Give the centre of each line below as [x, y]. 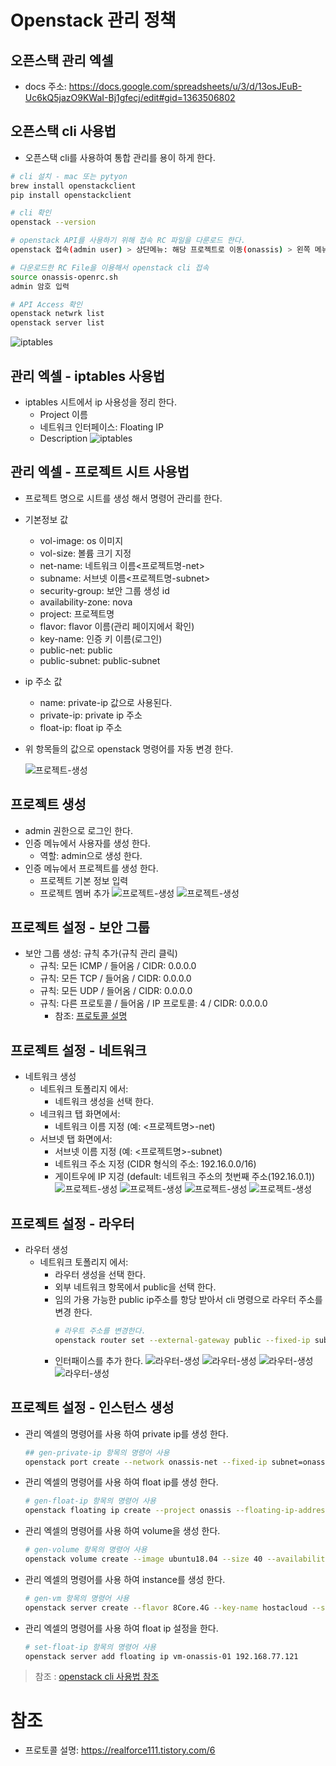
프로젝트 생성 [48, 804]
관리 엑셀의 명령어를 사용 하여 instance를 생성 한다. [125, 1579]
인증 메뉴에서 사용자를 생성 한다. [87, 843]
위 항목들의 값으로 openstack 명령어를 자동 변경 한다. [129, 748]
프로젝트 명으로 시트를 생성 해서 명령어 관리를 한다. [123, 498]
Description [63, 438]
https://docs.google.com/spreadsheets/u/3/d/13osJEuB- [185, 86]
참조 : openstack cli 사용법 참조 [97, 1677]
